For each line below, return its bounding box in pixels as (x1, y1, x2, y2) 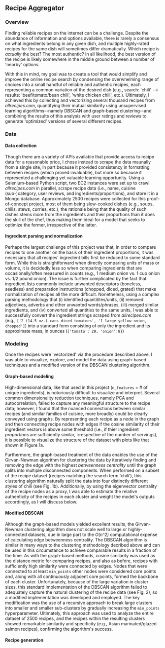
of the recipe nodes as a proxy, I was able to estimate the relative (5, 488, 137, 494)
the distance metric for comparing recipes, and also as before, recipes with (5, 558, 158, 564)
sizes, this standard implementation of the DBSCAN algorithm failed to (5, 584, 148, 590)
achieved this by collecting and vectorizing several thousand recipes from (5, 97, 155, 103)
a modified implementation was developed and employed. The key (5, 594, 140, 600)
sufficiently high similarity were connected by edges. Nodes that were (5, 563, 147, 569)
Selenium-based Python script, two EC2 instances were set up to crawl (5, 180, 150, 186)
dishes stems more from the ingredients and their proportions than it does (5, 211, 155, 217)
